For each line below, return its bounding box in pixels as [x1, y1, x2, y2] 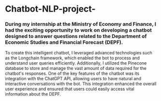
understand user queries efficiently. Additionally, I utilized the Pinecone [5, 60, 147, 66]
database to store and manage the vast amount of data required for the [5, 66, 146, 71]
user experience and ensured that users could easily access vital [5, 86, 134, 92]
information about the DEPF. [5, 91, 61, 97]
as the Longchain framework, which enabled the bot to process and [5, 55, 140, 61]
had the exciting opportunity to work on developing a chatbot [5, 27, 152, 34]
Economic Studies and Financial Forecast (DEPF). [5, 39, 123, 46]
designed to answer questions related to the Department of [5, 33, 147, 40]
